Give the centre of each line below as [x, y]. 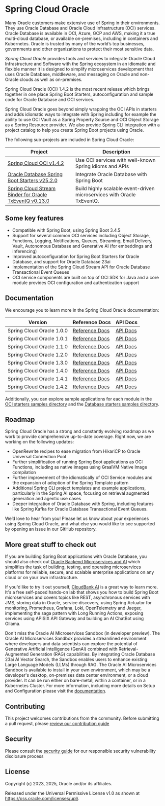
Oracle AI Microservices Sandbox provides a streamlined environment [76, 639]
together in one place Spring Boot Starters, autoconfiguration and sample [79, 94]
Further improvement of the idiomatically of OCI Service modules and [82, 477]
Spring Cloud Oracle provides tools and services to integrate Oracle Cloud [80, 58]
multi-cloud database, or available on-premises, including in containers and [82, 38]
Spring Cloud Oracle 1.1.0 [38, 346]
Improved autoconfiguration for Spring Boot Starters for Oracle [76, 256]
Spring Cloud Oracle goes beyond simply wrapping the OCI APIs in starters [81, 109]
